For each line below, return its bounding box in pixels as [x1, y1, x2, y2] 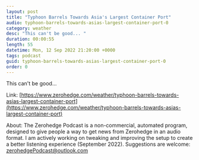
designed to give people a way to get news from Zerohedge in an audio [6, 128, 181, 135]
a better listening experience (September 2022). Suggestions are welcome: [6, 140, 191, 148]
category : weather [6, 25, 52, 31]
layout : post [6, 8, 39, 15]
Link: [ [6, 91, 22, 98]
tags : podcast [6, 53, 42, 59]
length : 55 [6, 42, 33, 48]
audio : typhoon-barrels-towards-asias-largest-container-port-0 [6, 20, 169, 25]
